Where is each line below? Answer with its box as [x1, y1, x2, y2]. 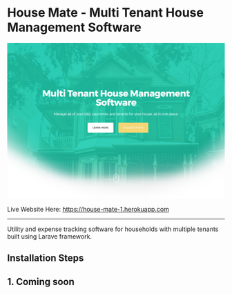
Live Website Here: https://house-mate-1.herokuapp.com [7, 205, 169, 213]
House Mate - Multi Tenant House [7, 5, 204, 21]
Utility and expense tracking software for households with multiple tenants [7, 225, 219, 233]
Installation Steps [7, 252, 84, 264]
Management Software [7, 19, 142, 35]
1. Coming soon [7, 275, 75, 288]
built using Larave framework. [7, 232, 92, 240]
